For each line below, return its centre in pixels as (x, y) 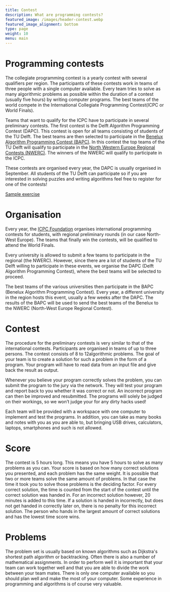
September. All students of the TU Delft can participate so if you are (76, 173)
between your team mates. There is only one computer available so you (80, 573)
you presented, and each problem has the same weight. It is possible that (82, 473)
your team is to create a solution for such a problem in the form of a (76, 359)
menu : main (17, 39)
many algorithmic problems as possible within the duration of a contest (79, 94)
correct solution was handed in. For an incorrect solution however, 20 (78, 495)
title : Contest (21, 10)
